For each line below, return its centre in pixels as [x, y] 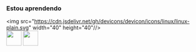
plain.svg [18, 27]
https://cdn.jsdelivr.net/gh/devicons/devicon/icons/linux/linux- [112, 22]
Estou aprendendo [34, 8]
